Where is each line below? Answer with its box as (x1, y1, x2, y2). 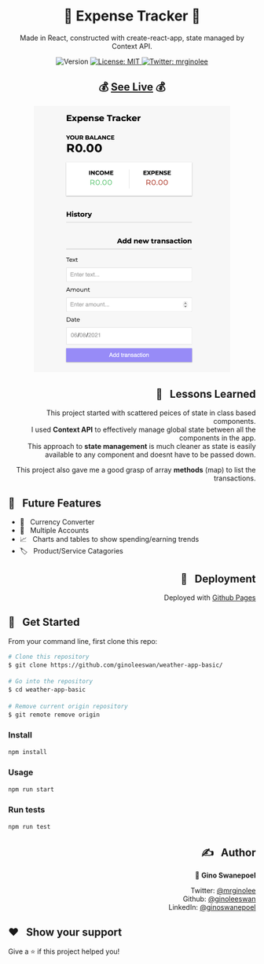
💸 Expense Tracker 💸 (63, 7, 201, 25)
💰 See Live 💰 (97, 80, 167, 94)
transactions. (213, 473, 256, 483)
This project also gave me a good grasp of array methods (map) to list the (16, 465, 256, 475)
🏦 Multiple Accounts (19, 526, 89, 535)
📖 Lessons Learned (156, 387, 256, 400)
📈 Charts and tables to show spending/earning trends (19, 535, 200, 544)
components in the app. (179, 433, 256, 443)
